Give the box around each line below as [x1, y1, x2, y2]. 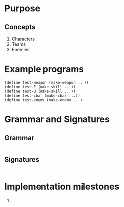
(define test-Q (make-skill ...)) [4, 89, 76, 94]
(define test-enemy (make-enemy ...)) [4, 97, 84, 102]
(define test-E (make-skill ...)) [4, 84, 76, 89]
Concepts [4, 23, 36, 31]
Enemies [11, 47, 30, 52]
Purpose [4, 3, 41, 14]
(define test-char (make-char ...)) [4, 93, 80, 98]
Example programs [4, 64, 84, 75]
